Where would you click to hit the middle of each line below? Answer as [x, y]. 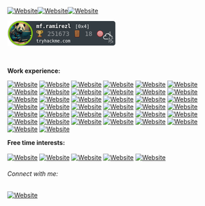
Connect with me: [33, 173]
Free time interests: [36, 143]
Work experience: [34, 71]
